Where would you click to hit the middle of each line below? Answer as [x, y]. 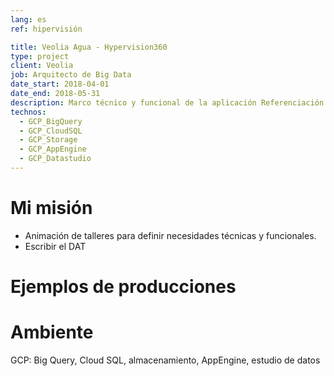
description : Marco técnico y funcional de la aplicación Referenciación [167, 102]
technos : [28, 112]
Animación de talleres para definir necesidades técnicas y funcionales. [170, 235]
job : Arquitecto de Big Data [71, 75]
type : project [40, 56]
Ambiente [52, 332]
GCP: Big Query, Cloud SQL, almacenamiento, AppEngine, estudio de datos [165, 360]
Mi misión [51, 208]
